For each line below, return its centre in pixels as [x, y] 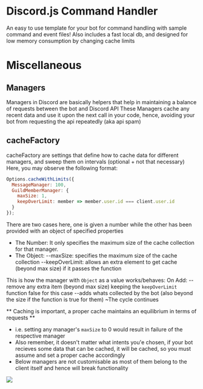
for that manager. [37, 249]
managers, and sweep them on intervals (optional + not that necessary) [95, 161]
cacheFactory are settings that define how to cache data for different [92, 155]
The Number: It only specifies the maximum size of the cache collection [105, 242]
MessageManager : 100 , [39, 185]
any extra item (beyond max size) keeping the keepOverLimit [102, 287]
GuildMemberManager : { [40, 190]
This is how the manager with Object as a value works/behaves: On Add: [97, 280]
